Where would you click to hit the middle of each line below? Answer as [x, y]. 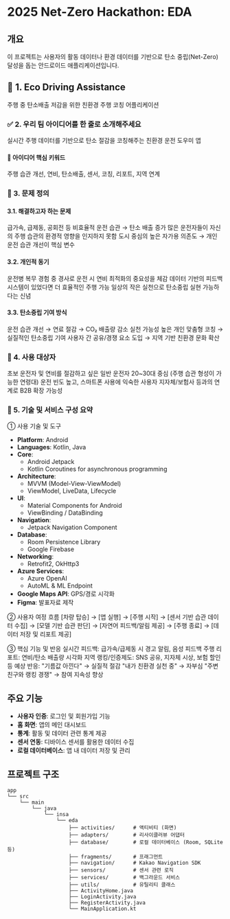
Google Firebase [50, 549]
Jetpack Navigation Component [72, 527]
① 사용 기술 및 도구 [34, 426]
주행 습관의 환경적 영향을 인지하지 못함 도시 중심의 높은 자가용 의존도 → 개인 [116, 236]
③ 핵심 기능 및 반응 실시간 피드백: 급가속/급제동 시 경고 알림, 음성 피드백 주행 [111, 649]
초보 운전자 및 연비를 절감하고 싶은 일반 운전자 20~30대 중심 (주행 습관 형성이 [111, 373]
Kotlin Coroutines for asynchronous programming [97, 469]
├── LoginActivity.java [102, 897]
